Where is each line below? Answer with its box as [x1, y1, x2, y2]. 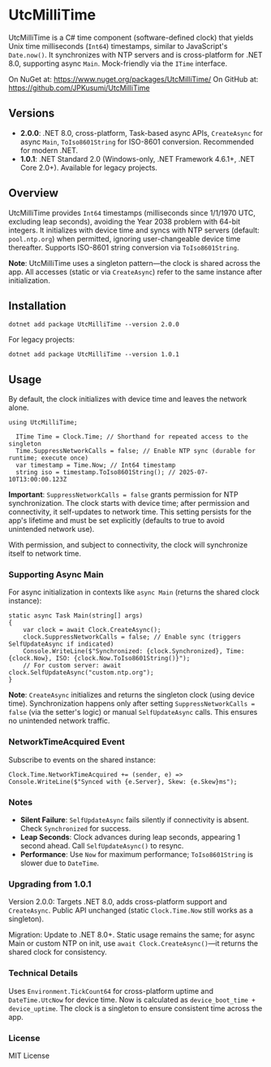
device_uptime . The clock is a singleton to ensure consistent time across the [8, 1003, 263, 1013]
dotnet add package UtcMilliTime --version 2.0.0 [8, 320, 180, 329]
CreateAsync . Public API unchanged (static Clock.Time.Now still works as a [8, 905, 254, 916]
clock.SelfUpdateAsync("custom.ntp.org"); [8, 669, 154, 677]
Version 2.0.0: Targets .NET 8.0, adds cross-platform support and [8, 897, 227, 907]
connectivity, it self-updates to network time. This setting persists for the [8, 507, 252, 517]
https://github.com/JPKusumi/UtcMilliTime [8, 83, 150, 93]
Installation [8, 298, 67, 312]
